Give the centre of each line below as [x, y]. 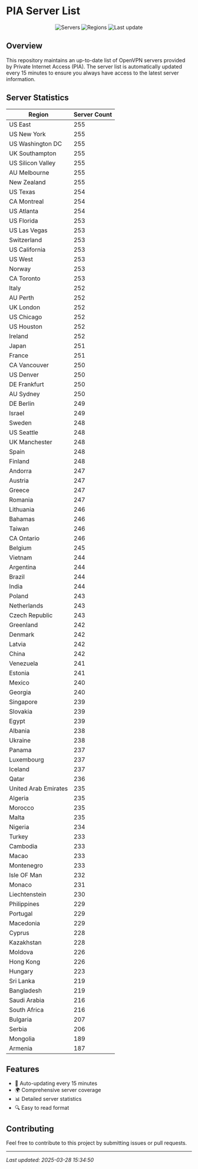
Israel [17, 413]
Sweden [20, 423]
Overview [24, 46]
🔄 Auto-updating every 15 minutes [56, 1083]
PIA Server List [43, 11]
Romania [21, 500]
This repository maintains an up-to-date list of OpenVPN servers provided [96, 60]
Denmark [22, 634]
